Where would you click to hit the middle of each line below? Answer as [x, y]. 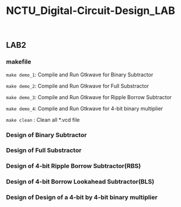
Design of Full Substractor [44, 150]
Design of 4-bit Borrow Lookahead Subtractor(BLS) [80, 182]
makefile [19, 62]
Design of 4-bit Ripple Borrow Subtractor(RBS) [74, 166]
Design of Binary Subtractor [46, 135]
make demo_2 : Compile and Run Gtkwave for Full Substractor [77, 86]
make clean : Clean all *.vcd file [43, 120]
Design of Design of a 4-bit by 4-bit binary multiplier [82, 198]
